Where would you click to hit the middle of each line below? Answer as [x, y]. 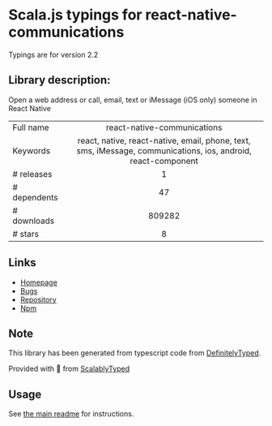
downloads [34, 221]
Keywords [32, 150]
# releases [32, 174]
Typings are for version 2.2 [53, 54]
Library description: [59, 80]
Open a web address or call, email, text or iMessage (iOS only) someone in [133, 100]
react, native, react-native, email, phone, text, [164, 140]
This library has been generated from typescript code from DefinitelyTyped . [135, 353]
